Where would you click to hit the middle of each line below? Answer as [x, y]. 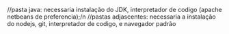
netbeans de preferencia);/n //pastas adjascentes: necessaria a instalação [112, 17]
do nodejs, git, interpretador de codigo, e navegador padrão [92, 24]
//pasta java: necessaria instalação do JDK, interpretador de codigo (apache [114, 10]
